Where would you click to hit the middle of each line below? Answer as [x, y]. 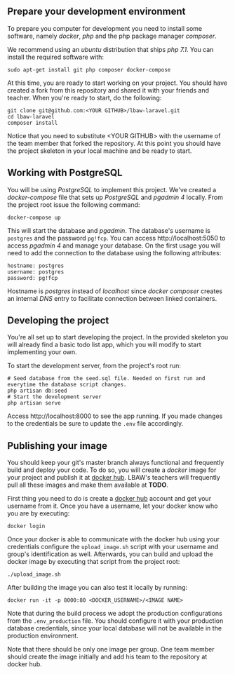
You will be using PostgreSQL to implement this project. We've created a [112, 189]
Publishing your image [57, 446]
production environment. [43, 636]
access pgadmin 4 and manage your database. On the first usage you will [114, 245]
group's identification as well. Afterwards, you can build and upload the [110, 554]
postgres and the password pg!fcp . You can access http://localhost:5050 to [116, 238]
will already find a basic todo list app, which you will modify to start [104, 345]
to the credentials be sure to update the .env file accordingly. [95, 424]
